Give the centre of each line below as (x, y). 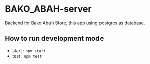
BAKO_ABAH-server (48, 9)
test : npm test (27, 56)
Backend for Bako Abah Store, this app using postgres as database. (75, 23)
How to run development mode (54, 39)
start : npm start (29, 50)
